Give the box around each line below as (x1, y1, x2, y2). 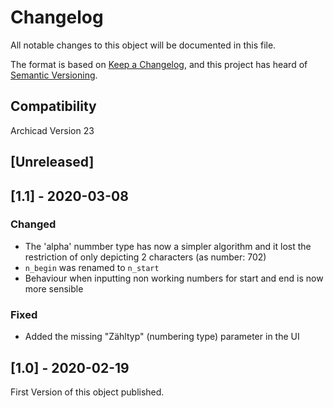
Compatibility (10, 98, 97, 115)
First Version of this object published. (10, 386, 165, 398)
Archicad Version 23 (10, 124, 95, 136)
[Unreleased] (10, 154, 95, 171)
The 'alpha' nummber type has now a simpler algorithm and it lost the (24, 240, 312, 252)
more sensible (24, 282, 84, 295)
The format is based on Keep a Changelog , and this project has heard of (10, 58, 308, 70)
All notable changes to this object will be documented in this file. (10, 39, 277, 51)
